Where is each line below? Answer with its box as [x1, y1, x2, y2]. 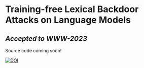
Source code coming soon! [5, 48, 62, 53]
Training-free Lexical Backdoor [5, 4, 139, 15]
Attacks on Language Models [5, 14, 131, 26]
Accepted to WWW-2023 [5, 34, 87, 43]
